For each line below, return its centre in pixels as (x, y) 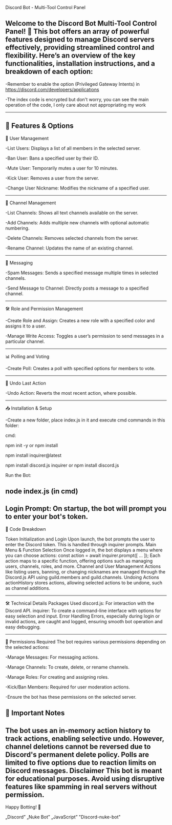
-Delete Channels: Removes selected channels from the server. (72, 238)
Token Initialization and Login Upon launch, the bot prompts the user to (80, 539)
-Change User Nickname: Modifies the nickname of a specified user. (78, 188)
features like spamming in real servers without (81, 787)
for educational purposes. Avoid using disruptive (85, 779)
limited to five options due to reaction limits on (81, 763)
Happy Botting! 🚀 (23, 807)
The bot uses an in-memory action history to (78, 730)
